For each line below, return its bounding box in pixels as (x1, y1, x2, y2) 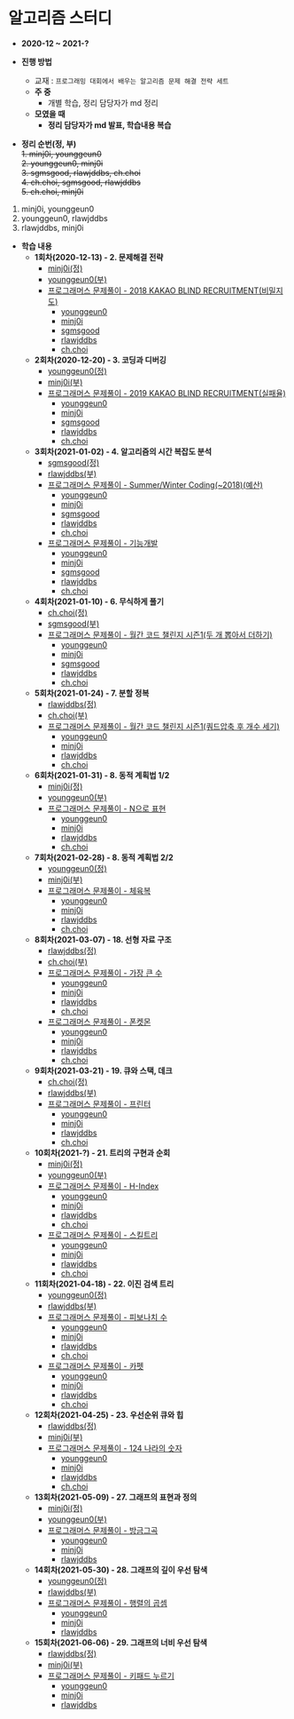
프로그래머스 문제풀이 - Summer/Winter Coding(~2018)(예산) (47, 479, 263, 489)
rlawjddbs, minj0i (20, 222, 85, 233)
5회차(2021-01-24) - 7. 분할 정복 (34, 688, 150, 698)
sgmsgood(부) (47, 618, 100, 629)
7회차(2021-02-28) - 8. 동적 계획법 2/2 (34, 852, 174, 863)
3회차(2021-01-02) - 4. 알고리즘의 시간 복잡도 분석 (34, 446, 213, 457)
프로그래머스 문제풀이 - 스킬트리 (47, 1230, 159, 1240)
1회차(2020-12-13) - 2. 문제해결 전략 (34, 251, 164, 262)
